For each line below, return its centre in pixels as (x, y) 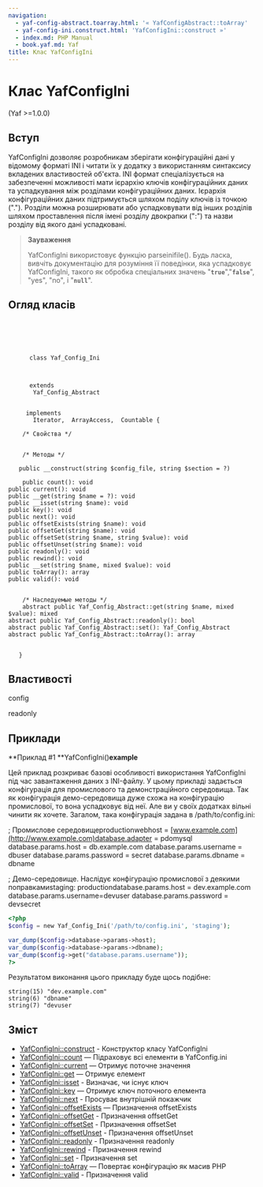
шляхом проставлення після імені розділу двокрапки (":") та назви (121, 216)
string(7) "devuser (40, 1006)
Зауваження (49, 239)
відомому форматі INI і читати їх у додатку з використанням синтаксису (130, 165)
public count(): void (57, 482)
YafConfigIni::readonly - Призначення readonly (97, 1141)
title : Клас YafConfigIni (50, 52)
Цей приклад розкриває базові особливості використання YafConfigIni (127, 773)
